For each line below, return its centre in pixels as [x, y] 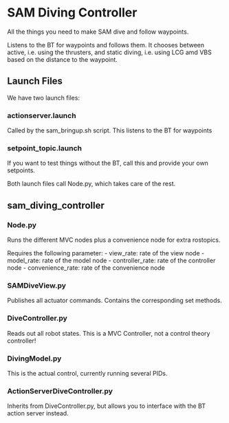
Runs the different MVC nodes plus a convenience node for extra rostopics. [114, 240]
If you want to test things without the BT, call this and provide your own [108, 163]
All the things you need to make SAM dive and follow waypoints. [98, 32]
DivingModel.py [34, 358]
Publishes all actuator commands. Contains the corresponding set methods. [115, 301]
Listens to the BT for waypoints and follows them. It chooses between [106, 45]
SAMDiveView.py [37, 285]
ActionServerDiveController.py [60, 391]
